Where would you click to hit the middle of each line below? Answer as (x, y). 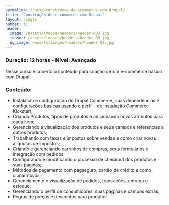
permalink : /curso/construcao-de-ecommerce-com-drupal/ (65, 10)
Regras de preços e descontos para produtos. (60, 197)
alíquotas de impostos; (36, 144)
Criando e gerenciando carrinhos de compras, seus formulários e (80, 149)
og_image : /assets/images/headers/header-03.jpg (62, 43)
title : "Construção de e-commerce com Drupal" (55, 15)
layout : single (21, 19)
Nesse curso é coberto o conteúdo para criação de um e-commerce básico (84, 72)
